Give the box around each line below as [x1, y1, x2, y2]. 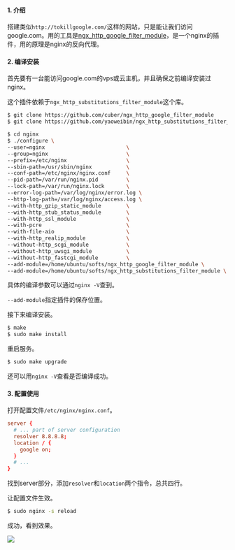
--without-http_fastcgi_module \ [7, 254, 130, 261]
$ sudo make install [7, 331, 68, 338]
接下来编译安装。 [7, 310, 57, 319]
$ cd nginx [7, 131, 39, 138]
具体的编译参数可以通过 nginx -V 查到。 [7, 281, 119, 289]
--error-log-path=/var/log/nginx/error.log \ [7, 189, 142, 196]
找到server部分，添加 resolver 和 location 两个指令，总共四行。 [7, 479, 187, 488]
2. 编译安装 [7, 57, 40, 66]
